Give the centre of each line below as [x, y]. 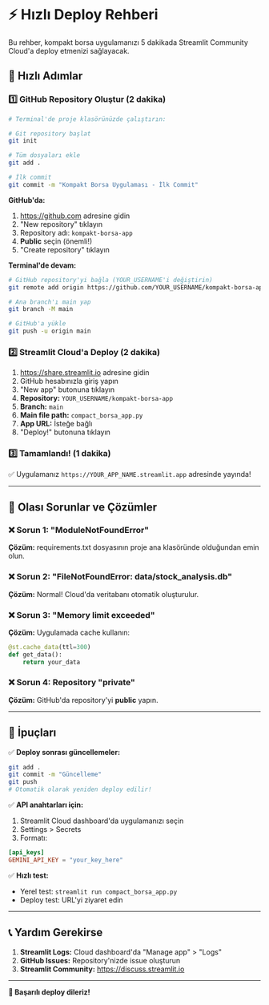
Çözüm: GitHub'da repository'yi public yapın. [83, 700]
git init [23, 141]
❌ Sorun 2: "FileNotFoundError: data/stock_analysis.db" [120, 577]
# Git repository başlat [50, 133]
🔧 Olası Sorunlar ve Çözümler [83, 507]
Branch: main [42, 407]
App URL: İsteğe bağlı [56, 424]
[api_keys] [26, 853]
